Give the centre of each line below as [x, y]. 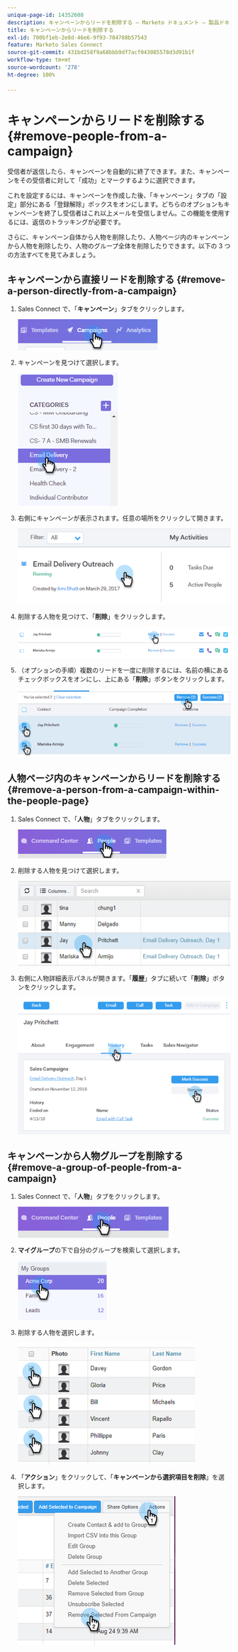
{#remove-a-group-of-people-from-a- [95, 1167]
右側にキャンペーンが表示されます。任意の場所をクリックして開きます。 [122, 519]
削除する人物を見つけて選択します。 [70, 870]
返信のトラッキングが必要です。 [78, 222]
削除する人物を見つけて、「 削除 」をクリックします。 [93, 616]
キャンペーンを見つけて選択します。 [70, 362]
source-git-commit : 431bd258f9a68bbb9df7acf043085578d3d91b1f [101, 52]
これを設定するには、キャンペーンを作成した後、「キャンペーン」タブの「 [114, 196]
